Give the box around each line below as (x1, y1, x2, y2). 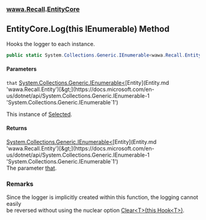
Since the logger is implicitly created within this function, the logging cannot (6, 194, 199, 201)
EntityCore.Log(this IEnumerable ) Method (6, 24, 170, 34)
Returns (6, 125, 28, 132)
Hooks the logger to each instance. (6, 40, 95, 47)
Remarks (6, 179, 34, 188)
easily (6, 200, 21, 208)
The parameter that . (6, 165, 57, 172)
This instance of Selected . (6, 110, 72, 118)
